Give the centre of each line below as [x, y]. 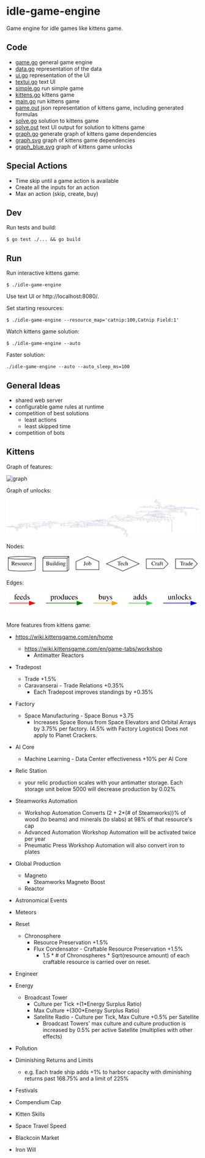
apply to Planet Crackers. [65, 735]
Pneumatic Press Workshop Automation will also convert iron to [104, 845]
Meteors [26, 912]
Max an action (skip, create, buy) [57, 193]
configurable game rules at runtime [59, 407]
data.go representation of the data [58, 69]
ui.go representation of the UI [52, 75]
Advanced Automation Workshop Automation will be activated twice [110, 832]
